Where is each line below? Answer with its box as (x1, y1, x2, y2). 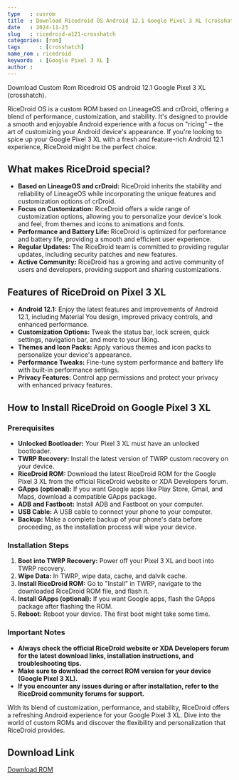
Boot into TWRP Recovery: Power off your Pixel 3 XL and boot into (17, 557, 215, 565)
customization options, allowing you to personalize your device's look (17, 212, 222, 221)
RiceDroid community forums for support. (17, 689, 144, 698)
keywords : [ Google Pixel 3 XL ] (7, 57, 110, 64)
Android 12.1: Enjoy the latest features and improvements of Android (17, 305, 218, 314)
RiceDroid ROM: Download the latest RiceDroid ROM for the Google (17, 469, 216, 478)
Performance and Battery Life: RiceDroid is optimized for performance (17, 228, 226, 236)
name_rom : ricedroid (7, 51, 72, 58)
